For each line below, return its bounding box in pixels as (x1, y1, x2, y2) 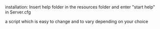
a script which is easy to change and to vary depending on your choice (5, 19, 148, 24)
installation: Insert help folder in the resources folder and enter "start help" (5, 4, 156, 10)
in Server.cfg (5, 9, 31, 15)
